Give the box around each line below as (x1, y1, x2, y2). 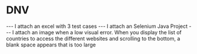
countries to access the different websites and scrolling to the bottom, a (6, 35, 181, 42)
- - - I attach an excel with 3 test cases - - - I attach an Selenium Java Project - (6, 23, 192, 30)
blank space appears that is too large (6, 41, 96, 48)
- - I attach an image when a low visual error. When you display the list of (6, 28, 182, 35)
